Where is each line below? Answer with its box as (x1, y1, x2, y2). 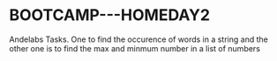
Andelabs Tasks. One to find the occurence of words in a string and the (9, 34, 269, 44)
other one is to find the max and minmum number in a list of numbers (9, 43, 260, 53)
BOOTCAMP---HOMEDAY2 (9, 5, 210, 25)
